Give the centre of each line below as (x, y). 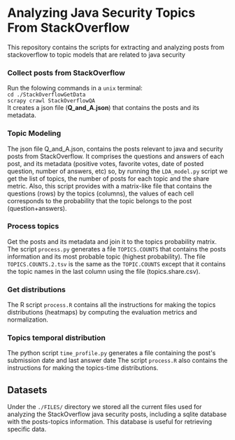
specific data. (27, 429)
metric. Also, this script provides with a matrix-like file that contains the (109, 186)
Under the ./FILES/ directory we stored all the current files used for (105, 407)
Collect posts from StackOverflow (66, 73)
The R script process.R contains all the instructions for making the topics (112, 305)
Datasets (27, 390)
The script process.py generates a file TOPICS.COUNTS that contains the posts (116, 249)
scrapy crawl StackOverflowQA (51, 101)
